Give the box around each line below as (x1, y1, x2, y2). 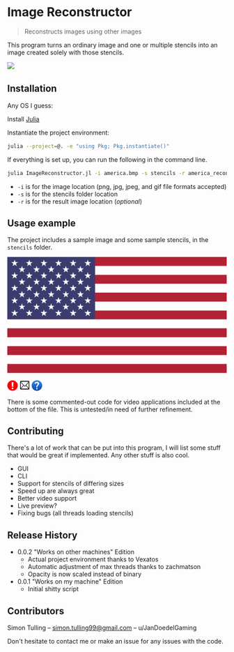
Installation (7, 83, 57, 95)
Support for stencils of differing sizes (17, 479, 124, 488)
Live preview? (17, 501, 58, 510)
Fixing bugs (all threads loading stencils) (17, 509, 134, 517)
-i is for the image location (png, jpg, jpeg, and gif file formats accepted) (17, 182, 227, 190)
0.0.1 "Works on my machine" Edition (17, 577, 123, 586)
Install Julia (7, 114, 40, 123)
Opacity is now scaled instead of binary (27, 570, 142, 579)
